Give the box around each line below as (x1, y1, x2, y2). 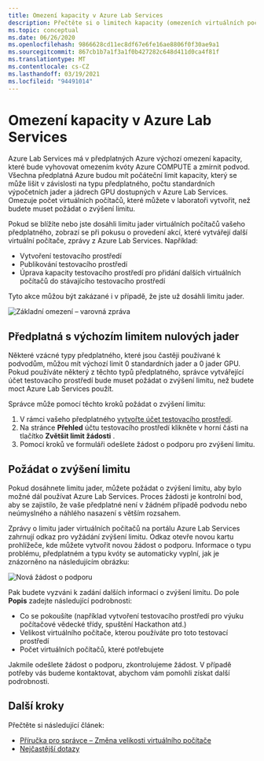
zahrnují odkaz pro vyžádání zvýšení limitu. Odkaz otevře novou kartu (8, 532, 234, 541)
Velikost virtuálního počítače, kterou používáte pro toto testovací (19, 628, 229, 637)
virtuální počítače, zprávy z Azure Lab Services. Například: (8, 236, 198, 246)
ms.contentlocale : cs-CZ (8, 63, 90, 71)
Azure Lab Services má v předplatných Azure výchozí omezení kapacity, (8, 154, 243, 164)
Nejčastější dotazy (19, 744, 80, 753)
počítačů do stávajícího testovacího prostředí (19, 276, 166, 286)
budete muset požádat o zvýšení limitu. (8, 204, 136, 213)
